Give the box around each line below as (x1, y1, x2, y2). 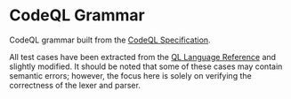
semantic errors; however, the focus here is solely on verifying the (9, 70, 252, 80)
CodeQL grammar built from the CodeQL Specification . (9, 34, 211, 45)
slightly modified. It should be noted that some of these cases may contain (9, 61, 283, 72)
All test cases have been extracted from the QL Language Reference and (9, 51, 277, 62)
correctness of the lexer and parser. (9, 80, 141, 90)
